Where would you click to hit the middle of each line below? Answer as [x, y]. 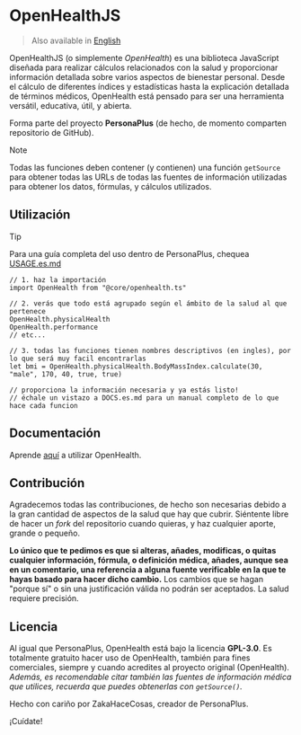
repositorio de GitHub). [52, 132]
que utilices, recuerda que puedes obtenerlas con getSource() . [126, 686]
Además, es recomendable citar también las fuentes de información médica [150, 677]
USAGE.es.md [35, 263]
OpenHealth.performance [54, 327]
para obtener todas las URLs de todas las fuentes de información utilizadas [148, 177]
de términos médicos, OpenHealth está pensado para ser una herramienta [147, 96]
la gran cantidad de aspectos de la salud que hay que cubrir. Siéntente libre [149, 514]
